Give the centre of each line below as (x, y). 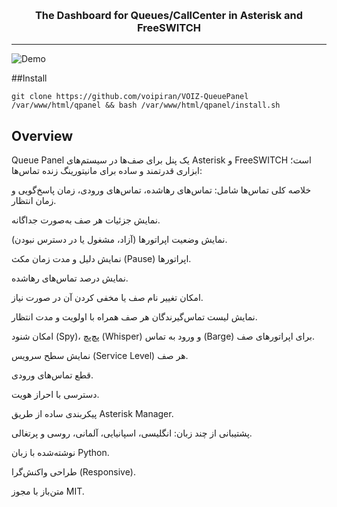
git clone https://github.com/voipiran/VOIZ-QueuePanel (130, 97)
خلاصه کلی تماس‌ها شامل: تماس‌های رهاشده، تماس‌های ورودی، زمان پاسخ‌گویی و (161, 190)
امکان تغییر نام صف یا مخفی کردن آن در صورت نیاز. (107, 298)
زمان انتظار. (34, 201)
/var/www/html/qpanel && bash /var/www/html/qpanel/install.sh (146, 105)
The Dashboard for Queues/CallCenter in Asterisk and (169, 15)
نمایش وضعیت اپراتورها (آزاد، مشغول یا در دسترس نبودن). (119, 240)
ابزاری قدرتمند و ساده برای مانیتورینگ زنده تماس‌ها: (107, 171)
